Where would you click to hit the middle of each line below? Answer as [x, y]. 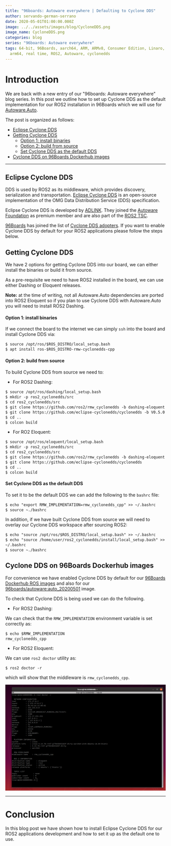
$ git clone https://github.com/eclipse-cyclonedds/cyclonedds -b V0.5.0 [85, 412]
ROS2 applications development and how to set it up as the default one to [82, 834]
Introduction [32, 79]
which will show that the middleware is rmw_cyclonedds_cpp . [67, 678]
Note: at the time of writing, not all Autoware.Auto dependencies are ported [84, 295]
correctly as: [19, 624]
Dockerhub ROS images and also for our [48, 583]
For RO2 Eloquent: [32, 432]
